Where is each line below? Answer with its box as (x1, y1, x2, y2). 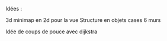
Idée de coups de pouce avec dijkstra (5, 28, 98, 35)
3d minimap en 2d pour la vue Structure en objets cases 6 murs (5, 17, 161, 23)
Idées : (5, 5, 23, 12)
